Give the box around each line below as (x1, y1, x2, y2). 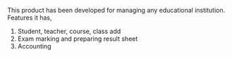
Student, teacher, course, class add (17, 27, 121, 35)
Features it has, (7, 13, 52, 22)
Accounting (17, 42, 51, 50)
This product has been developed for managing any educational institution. (7, 6, 226, 14)
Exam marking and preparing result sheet (17, 34, 138, 43)
